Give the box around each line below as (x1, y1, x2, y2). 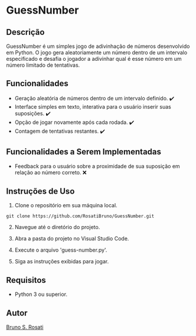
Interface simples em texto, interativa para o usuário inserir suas (14, 103, 171, 110)
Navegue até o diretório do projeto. (14, 224, 100, 231)
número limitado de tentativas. (6, 61, 80, 68)
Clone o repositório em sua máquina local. (14, 202, 117, 209)
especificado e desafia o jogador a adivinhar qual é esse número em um (6, 56, 182, 62)
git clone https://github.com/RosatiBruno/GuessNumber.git (6, 213, 155, 219)
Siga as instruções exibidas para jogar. (14, 258, 109, 265)
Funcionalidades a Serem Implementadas (6, 147, 161, 157)
